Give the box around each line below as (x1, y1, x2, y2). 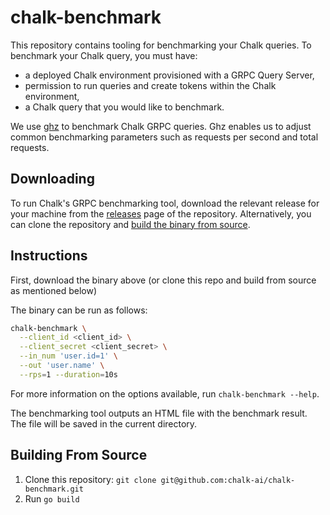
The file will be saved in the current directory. (10, 417, 198, 430)
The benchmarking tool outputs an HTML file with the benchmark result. (10, 407, 308, 419)
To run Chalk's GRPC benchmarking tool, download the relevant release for (10, 197, 320, 209)
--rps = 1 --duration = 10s (19, 369, 118, 380)
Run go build (24, 492, 80, 505)
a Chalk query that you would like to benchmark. (24, 101, 225, 113)
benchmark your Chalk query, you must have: (10, 49, 198, 61)
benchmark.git (24, 484, 84, 494)
